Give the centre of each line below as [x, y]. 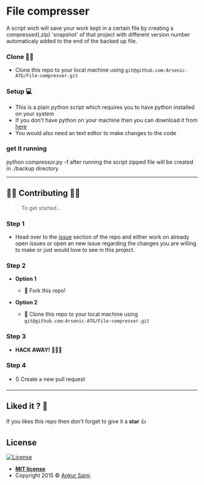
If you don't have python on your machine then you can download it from [106, 120]
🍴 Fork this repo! [45, 291]
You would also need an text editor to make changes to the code [96, 133]
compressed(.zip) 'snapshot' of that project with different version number [98, 34]
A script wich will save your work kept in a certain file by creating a [90, 28]
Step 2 [16, 265]
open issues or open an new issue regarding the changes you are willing [106, 243]
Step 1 [15, 223]
